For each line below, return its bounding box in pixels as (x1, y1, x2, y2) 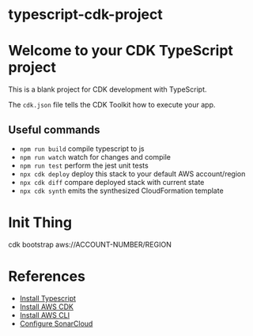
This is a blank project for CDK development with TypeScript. (8, 85, 207, 94)
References (8, 267, 85, 285)
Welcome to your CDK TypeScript (8, 42, 233, 60)
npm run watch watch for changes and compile (19, 152, 172, 161)
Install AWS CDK (19, 302, 74, 311)
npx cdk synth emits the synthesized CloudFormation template (19, 186, 224, 195)
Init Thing (8, 213, 73, 232)
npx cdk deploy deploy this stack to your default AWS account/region (19, 168, 246, 179)
